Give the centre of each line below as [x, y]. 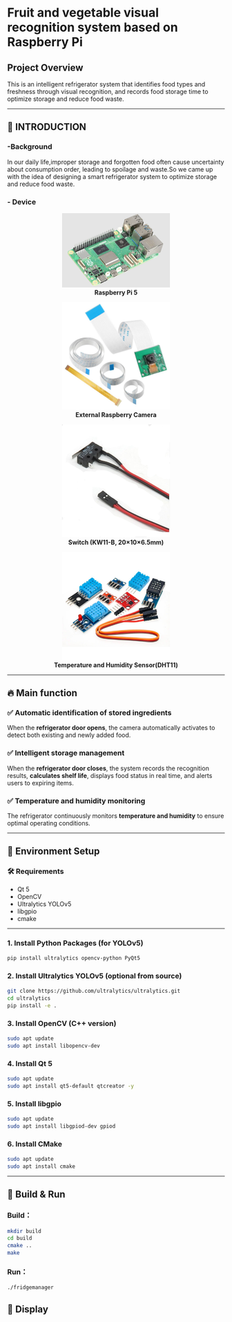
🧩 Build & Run [36, 1194]
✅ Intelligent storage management [66, 753]
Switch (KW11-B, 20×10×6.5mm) [116, 542]
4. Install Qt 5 [30, 1063]
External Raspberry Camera [116, 415]
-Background [30, 147]
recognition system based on [93, 27]
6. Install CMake [35, 1144]
